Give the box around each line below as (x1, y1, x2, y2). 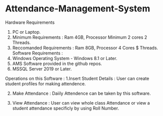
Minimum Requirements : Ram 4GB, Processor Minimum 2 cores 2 (12, 34, 148, 40)
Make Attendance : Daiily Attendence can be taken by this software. (12, 90, 151, 96)
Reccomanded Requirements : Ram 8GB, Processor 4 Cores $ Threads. (12, 45, 159, 51)
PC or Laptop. (12, 29, 41, 35)
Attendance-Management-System (5, 3, 150, 14)
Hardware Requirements (5, 19, 55, 25)
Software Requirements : (12, 50, 63, 56)
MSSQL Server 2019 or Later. (12, 65, 72, 72)
